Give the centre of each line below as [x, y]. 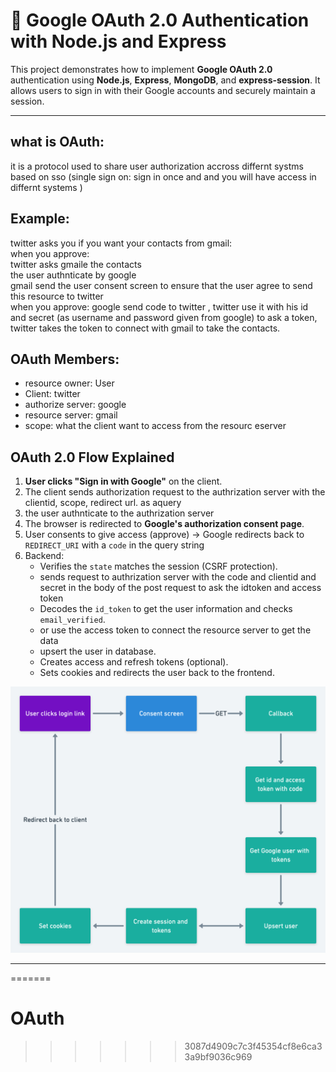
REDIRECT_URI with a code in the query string [114, 545]
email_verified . [72, 620]
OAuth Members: [65, 359]
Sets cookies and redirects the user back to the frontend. [157, 673]
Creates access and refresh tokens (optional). [134, 662]
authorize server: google [75, 405]
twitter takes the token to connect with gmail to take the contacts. [145, 328]
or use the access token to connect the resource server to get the [175, 630]
